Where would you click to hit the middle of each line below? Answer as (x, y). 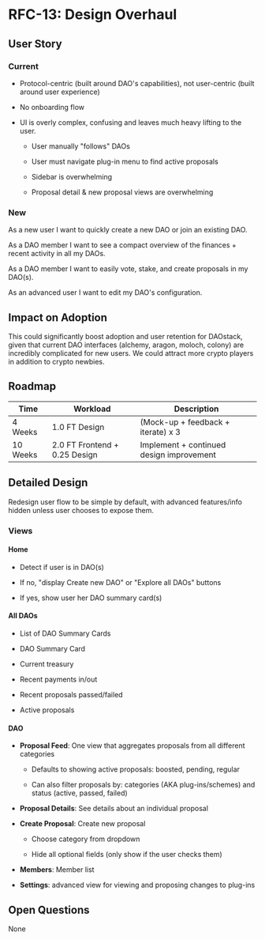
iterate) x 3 (160, 432)
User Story (35, 44)
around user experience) (60, 92)
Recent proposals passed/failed (71, 694)
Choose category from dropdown (86, 839)
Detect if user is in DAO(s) (62, 567)
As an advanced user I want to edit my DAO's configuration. (105, 293)
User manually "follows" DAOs (80, 146)
